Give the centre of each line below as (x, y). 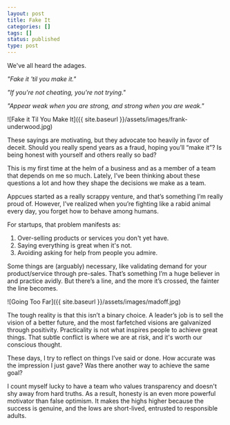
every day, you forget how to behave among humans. (83, 211)
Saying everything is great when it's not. (75, 245)
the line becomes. (33, 288)
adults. (17, 416)
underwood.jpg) (30, 127)
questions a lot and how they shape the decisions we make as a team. (107, 183)
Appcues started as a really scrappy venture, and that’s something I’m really (115, 196)
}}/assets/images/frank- (154, 119)
